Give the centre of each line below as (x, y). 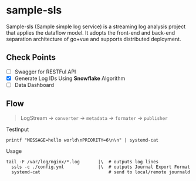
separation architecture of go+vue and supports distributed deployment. (94, 39)
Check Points (31, 57)
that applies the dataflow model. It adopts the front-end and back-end (91, 32)
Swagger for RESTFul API (45, 72)
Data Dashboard (34, 85)
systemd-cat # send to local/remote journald (101, 172)
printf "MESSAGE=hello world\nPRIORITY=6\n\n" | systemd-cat (82, 140)
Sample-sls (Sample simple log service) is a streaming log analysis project (96, 26)
